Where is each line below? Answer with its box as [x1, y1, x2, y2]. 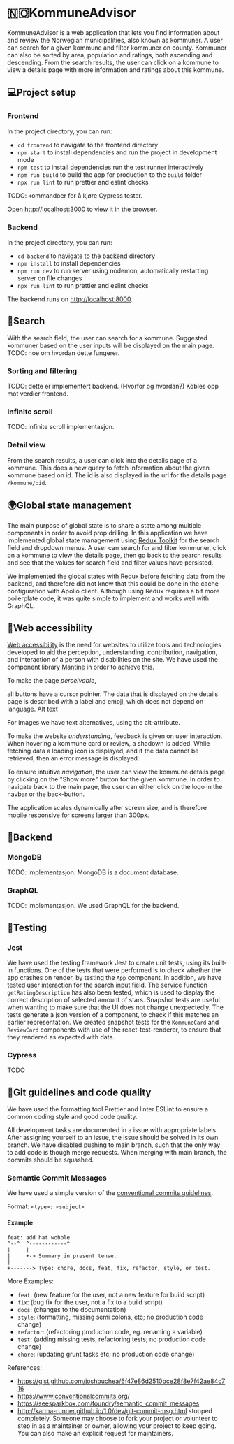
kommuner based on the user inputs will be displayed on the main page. [7, 341, 214, 349]
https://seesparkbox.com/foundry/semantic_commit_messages [17, 1399, 200, 1408]
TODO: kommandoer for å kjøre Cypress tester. [7, 191, 143, 200]
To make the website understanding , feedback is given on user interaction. [7, 732, 223, 740]
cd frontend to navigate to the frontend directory [17, 140, 159, 149]
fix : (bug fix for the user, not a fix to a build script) [17, 1298, 163, 1306]
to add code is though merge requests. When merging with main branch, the [7, 1148, 227, 1157]
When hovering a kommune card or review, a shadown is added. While [7, 739, 210, 748]
